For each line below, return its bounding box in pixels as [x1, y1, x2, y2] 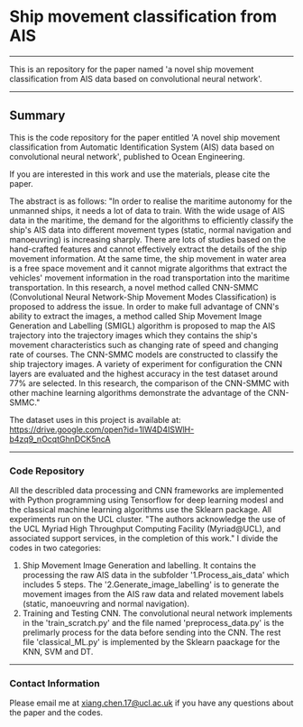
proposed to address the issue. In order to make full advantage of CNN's [9, 300, 280, 312]
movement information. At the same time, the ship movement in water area [9, 253, 287, 263]
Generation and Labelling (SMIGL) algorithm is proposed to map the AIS [9, 320, 276, 331]
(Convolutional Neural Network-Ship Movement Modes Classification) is [9, 291, 277, 302]
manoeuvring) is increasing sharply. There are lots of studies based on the [9, 234, 286, 244]
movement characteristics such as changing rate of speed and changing [9, 339, 279, 350]
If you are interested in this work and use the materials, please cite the [9, 169, 271, 179]
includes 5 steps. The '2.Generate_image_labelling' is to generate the [22, 579, 280, 590]
